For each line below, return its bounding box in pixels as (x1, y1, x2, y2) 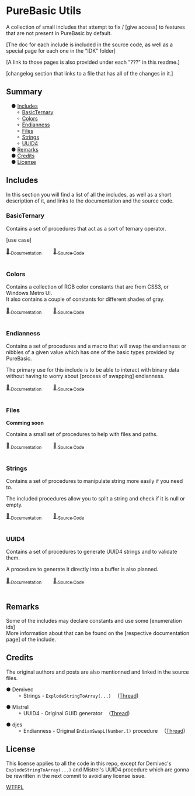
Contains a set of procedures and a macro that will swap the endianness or (6, 342, 187, 349)
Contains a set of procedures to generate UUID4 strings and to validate (6, 548, 177, 555)
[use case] (6, 236, 32, 243)
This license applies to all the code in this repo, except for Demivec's (6, 760, 172, 767)
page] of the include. (6, 636, 57, 643)
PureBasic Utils (6, 4, 82, 18)
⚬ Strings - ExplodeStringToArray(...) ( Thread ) (17, 692, 139, 699)
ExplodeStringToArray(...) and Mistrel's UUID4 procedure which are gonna (6, 766, 190, 773)
